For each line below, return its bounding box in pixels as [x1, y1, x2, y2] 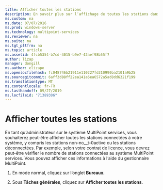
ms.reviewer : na [5, 34, 38, 39]
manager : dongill [5, 61, 40, 66]
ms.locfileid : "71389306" [5, 93, 57, 97]
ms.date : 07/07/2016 [5, 20, 47, 26]
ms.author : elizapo [5, 66, 45, 71]
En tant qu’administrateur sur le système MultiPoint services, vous [5, 129, 137, 136]
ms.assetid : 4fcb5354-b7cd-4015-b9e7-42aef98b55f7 [5, 52, 110, 57]
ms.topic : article [5, 47, 42, 52]
